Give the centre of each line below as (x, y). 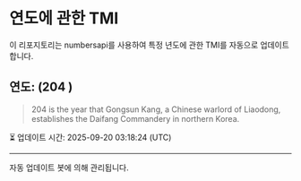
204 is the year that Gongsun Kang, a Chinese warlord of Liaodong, (156, 109)
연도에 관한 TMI (64, 18)
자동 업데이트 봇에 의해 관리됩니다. (69, 168)
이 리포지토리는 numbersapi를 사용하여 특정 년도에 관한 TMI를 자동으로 (134, 45)
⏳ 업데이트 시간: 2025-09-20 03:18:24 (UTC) (90, 137)
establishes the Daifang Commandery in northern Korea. (135, 118)
